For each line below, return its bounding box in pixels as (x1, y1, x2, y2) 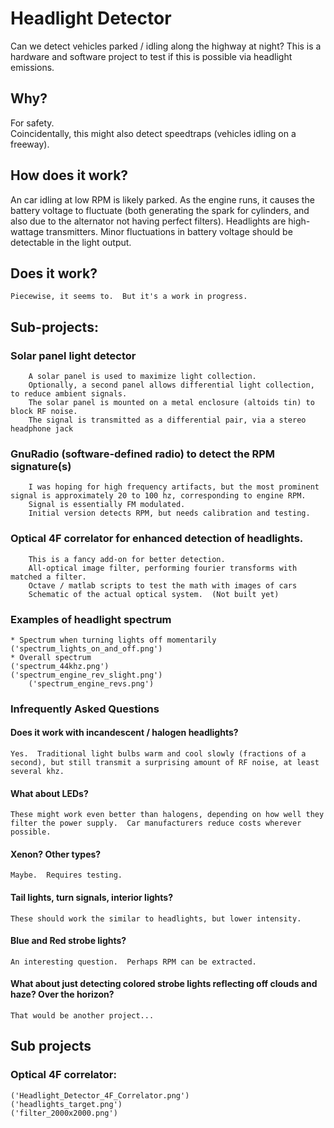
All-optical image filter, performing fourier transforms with (28, 563, 298, 573)
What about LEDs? (10, 787, 89, 799)
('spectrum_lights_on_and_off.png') (10, 643, 163, 654)
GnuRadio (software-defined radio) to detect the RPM (10, 447, 276, 461)
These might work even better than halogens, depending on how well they (10, 810, 325, 820)
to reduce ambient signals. (10, 389, 128, 399)
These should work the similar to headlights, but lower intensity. (10, 913, 302, 924)
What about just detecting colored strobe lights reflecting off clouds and (10, 978, 318, 990)
